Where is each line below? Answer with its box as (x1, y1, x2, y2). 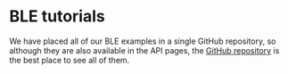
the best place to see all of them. (9, 54, 130, 65)
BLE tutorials (9, 6, 105, 27)
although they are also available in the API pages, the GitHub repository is (9, 45, 280, 55)
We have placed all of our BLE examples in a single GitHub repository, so (9, 36, 276, 46)
